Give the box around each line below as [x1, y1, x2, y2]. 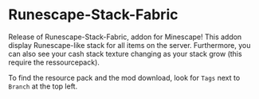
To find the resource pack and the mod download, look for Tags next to [8, 73, 241, 82]
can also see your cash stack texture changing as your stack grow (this [8, 49, 242, 58]
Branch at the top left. [8, 81, 78, 91]
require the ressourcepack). [8, 57, 100, 67]
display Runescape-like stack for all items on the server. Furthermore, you [8, 40, 251, 49]
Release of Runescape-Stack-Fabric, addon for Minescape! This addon [8, 32, 242, 42]
